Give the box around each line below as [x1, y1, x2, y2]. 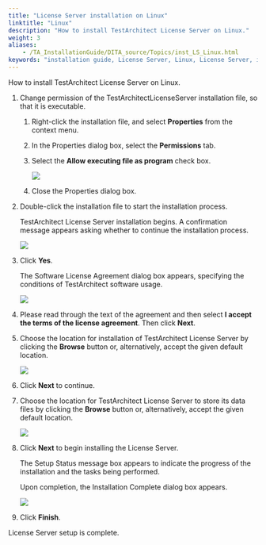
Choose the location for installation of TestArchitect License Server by [19, 333, 249, 343]
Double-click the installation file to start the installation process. [19, 201, 228, 211]
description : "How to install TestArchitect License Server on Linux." [8, 26, 249, 34]
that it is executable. [19, 101, 85, 111]
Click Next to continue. [19, 380, 95, 390]
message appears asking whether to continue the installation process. [19, 225, 249, 235]
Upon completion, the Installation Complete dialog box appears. [19, 482, 228, 492]
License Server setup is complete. [8, 528, 120, 537]
